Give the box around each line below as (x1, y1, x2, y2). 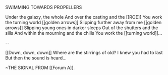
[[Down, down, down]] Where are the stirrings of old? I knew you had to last (5, 50, 163, 55)
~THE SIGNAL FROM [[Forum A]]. (5, 65, 75, 70)
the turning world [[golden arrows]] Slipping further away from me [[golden (5, 20, 162, 25)
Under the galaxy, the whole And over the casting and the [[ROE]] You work (5, 14, 162, 20)
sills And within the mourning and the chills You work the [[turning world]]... (5, 30, 162, 36)
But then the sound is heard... (5, 55, 67, 61)
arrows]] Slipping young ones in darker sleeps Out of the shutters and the (5, 25, 158, 31)
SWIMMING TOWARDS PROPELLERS (5, 5, 82, 10)
